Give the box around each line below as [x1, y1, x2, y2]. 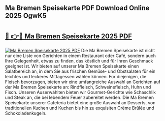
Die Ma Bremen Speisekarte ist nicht [81, 48, 155, 53]
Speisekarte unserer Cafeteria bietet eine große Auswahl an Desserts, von [5, 100, 156, 105]
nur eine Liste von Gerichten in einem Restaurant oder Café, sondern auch [5, 53, 156, 59]
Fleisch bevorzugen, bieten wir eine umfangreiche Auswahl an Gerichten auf [5, 79, 161, 85]
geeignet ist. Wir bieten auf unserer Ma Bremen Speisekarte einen [5, 63, 139, 69]
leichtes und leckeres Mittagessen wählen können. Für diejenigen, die [5, 74, 147, 79]
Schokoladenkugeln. [5, 110, 47, 116]
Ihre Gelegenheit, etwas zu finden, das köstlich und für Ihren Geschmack [5, 58, 153, 63]
